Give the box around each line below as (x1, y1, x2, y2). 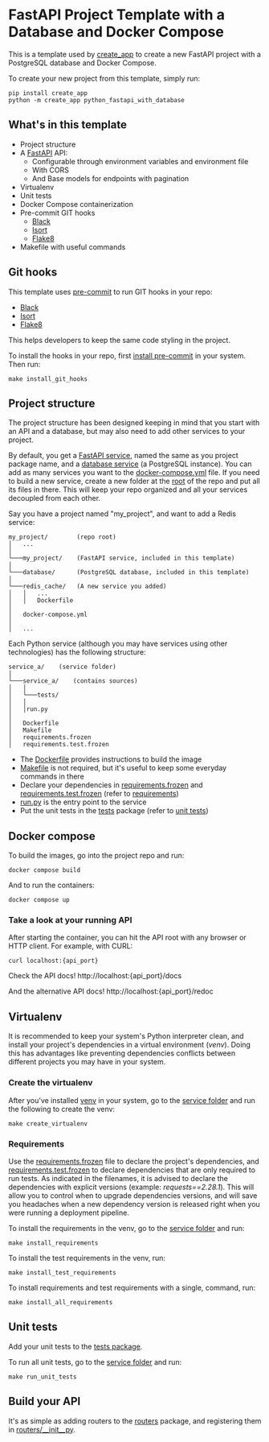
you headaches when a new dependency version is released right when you (8, 1199, 261, 1209)
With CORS (31, 165, 70, 175)
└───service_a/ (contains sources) (8, 677, 138, 685)
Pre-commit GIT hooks (19, 208, 96, 217)
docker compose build (8, 866, 81, 874)
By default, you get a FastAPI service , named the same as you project (8, 451, 238, 461)
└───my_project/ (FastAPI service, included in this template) (8, 554, 235, 563)
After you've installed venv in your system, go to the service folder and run (8, 1095, 255, 1105)
